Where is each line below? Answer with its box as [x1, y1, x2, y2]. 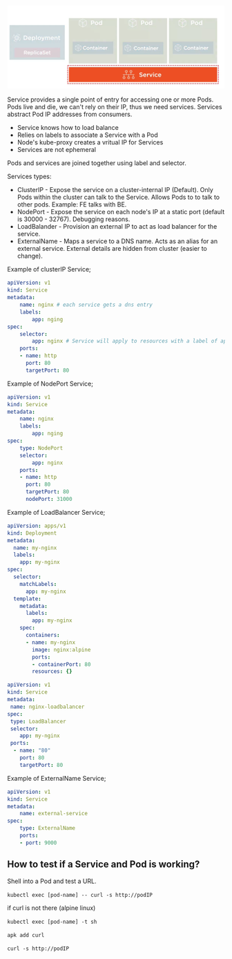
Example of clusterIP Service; [7, 265, 91, 274]
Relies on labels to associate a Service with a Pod [17, 131, 159, 140]
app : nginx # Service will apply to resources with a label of [32, 338, 217, 345]
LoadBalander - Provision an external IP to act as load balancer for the [17, 222, 217, 231]
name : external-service [19, 810, 88, 817]
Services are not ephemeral [17, 146, 97, 154]
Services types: [7, 172, 52, 181]
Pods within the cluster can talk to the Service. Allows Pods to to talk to [17, 193, 220, 202]
